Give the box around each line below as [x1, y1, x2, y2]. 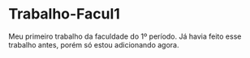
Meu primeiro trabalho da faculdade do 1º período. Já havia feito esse [8, 31, 242, 41]
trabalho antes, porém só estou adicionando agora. [8, 39, 179, 49]
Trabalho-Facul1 [8, 5, 120, 23]
